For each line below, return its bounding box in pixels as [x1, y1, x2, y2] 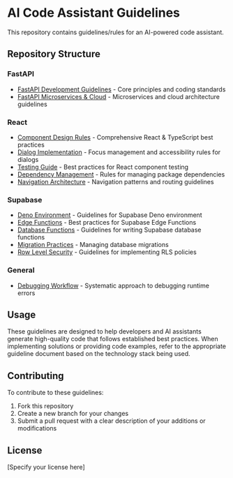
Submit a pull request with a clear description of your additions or [17, 417, 206, 425]
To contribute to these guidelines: [7, 389, 104, 397]
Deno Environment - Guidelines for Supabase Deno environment [17, 211, 202, 219]
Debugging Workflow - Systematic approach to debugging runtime [17, 281, 209, 290]
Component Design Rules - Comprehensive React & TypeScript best [17, 133, 213, 141]
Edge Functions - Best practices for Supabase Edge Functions [17, 218, 197, 227]
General [7, 265, 35, 275]
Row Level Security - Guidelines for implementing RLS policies [17, 248, 197, 256]
